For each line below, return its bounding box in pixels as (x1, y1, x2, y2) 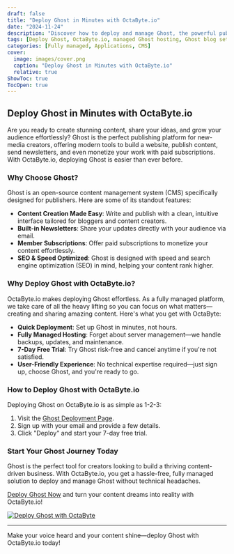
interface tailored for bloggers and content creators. (17, 217, 167, 225)
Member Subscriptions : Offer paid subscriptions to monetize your (17, 239, 209, 247)
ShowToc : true (7, 75, 49, 82)
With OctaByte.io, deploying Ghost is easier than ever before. (7, 155, 183, 164)
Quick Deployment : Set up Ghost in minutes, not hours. (17, 323, 178, 331)
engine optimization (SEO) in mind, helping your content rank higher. (17, 261, 214, 270)
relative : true (13, 68, 58, 75)
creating (7, 309, 31, 318)
